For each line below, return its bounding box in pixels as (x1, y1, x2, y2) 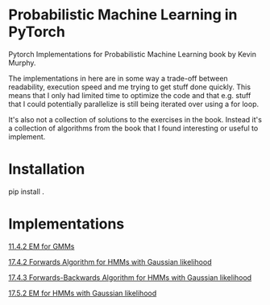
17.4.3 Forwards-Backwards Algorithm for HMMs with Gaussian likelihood (8, 272, 252, 282)
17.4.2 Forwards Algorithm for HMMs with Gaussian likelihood (8, 257, 212, 266)
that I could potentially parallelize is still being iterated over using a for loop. (8, 99, 260, 109)
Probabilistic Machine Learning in (8, 6, 238, 24)
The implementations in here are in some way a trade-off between (8, 73, 228, 83)
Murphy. (8, 58, 36, 68)
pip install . (8, 187, 44, 196)
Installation (8, 160, 85, 179)
